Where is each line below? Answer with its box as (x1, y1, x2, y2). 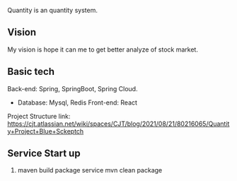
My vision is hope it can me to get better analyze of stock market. (7, 45, 198, 54)
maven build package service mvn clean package (17, 166, 163, 175)
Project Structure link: (7, 112, 71, 120)
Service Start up (7, 148, 81, 160)
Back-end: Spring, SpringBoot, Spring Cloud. (7, 84, 138, 93)
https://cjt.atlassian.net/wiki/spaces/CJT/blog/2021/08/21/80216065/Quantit (7, 119, 230, 128)
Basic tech (7, 66, 55, 78)
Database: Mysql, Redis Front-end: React (17, 98, 138, 107)
